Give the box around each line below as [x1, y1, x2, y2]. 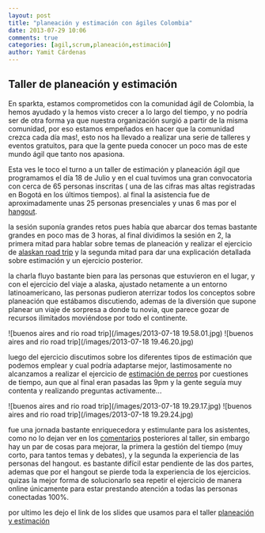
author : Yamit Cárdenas [8, 48, 87, 56]
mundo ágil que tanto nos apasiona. [8, 149, 125, 158]
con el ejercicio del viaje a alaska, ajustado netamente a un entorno [8, 279, 228, 289]
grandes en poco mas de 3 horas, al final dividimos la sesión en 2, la [8, 230, 232, 240]
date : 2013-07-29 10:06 [8, 26, 87, 34]
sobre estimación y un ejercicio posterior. [8, 255, 143, 265]
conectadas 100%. [8, 492, 70, 501]
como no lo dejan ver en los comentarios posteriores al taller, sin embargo [8, 433, 250, 443]
